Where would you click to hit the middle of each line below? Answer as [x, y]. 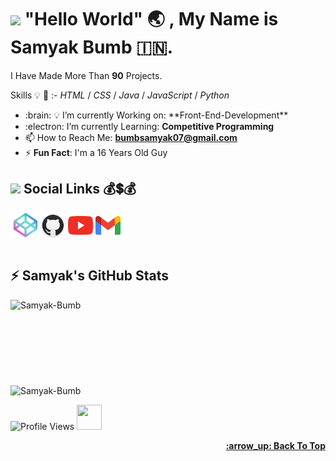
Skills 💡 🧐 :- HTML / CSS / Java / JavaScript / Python [120, 95]
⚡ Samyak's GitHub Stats [90, 276]
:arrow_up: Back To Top [275, 446]
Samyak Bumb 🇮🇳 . [92, 47]
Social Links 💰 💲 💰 [80, 189]
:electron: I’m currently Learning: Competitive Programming [149, 126]
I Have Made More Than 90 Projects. [86, 75]
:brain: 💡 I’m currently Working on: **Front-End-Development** [156, 115]
